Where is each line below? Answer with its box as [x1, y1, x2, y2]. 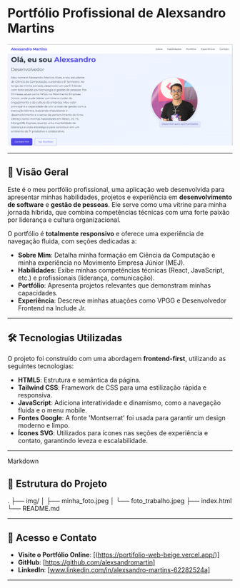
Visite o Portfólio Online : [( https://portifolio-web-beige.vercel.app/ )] [17, 551, 220, 559]
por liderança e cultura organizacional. [7, 216, 121, 224]
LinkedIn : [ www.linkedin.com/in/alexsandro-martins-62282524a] [17, 566, 211, 574]
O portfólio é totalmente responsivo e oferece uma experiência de [7, 229, 204, 238]
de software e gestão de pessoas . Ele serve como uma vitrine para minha [7, 200, 227, 208]
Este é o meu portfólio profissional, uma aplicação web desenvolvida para [7, 185, 225, 193]
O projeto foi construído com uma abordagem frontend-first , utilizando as [7, 355, 226, 363]
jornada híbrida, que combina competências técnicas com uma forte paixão [7, 208, 230, 216]
